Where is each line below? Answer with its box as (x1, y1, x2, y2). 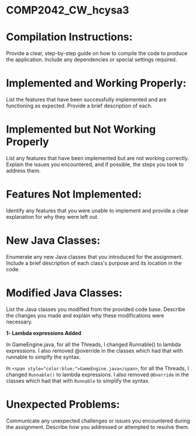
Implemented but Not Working (6, 123, 156, 136)
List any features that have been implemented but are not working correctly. (6, 155, 189, 161)
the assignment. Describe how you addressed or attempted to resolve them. (6, 423, 190, 430)
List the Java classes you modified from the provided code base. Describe (6, 306, 185, 313)
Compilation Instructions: (6, 31, 133, 44)
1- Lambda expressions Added (6, 329, 82, 336)
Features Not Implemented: (6, 188, 142, 201)
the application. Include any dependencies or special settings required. (6, 56, 177, 63)
